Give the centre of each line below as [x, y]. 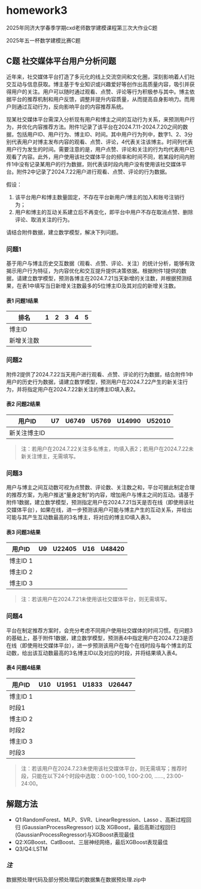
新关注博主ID [27, 433]
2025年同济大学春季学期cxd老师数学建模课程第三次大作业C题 [82, 28]
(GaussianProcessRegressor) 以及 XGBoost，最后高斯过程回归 [99, 827]
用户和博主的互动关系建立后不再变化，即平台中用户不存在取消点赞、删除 [104, 212]
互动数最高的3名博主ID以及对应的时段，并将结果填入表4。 [109, 653]
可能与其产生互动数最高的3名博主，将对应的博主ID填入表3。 [80, 517]
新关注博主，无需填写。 [50, 456]
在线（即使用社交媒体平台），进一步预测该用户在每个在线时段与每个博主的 [97, 645]
